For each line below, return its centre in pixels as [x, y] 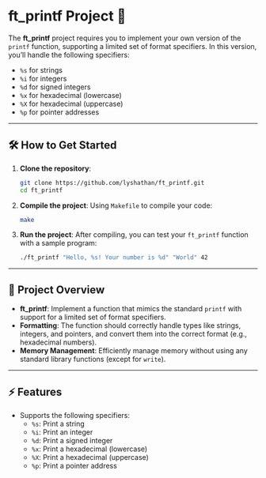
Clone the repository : [55, 168]
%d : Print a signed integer [72, 440]
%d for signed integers [55, 87]
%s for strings [41, 70]
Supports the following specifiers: [75, 415]
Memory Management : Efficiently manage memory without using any [133, 351]
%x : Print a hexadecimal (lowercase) [89, 449]
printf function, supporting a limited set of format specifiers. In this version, [133, 46]
